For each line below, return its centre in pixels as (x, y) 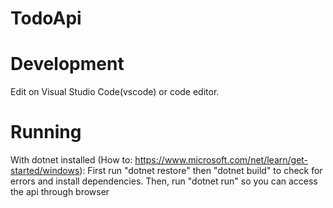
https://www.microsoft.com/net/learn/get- (221, 160)
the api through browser (60, 192)
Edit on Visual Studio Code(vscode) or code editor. (115, 92)
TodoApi (46, 18)
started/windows (45, 171)
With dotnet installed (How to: (71, 160)
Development (67, 64)
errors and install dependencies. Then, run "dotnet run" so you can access (164, 181)
